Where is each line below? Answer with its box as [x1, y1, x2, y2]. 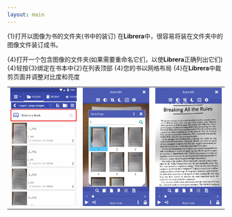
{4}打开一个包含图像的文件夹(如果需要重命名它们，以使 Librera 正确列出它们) [7, 55, 223, 64]
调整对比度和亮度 [30, 73, 80, 81]
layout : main [7, 11, 45, 18]
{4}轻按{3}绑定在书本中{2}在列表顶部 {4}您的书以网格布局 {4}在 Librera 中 [7, 64, 215, 72]
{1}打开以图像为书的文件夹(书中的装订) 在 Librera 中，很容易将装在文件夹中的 [7, 32, 223, 40]
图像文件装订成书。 [7, 40, 62, 48]
